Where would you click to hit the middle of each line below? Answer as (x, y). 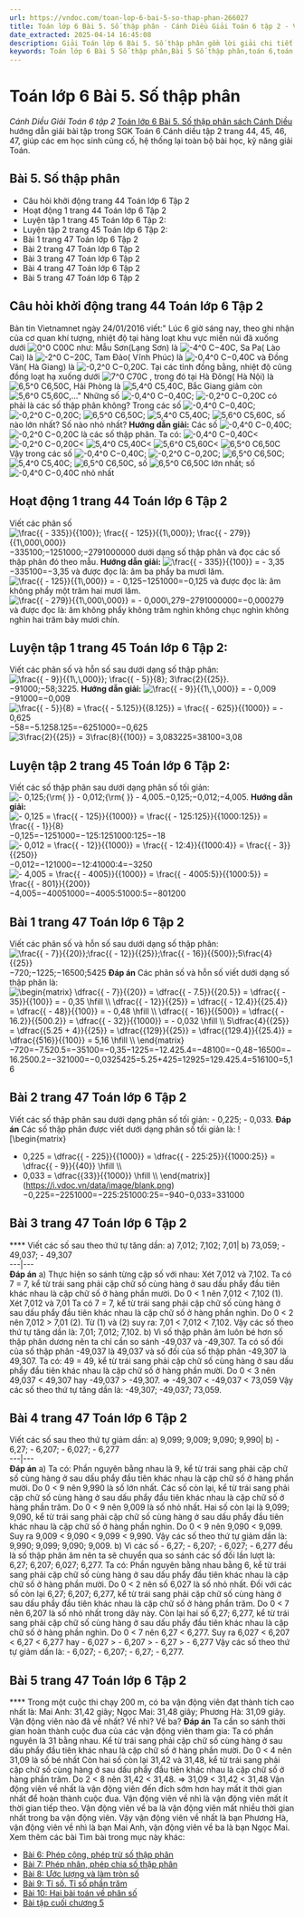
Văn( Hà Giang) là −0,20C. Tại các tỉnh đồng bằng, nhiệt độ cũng (151, 366)
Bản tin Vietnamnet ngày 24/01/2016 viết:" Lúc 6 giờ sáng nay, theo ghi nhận (152, 328)
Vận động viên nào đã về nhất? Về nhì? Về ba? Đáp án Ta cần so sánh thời (147, 1722)
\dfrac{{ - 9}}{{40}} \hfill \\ (72, 1165)
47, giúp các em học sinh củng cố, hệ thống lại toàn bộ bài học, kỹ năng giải (151, 141)
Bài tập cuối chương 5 (63, 1903)
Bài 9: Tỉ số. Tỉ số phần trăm (75, 1883)
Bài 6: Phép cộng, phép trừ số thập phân (98, 1854)
